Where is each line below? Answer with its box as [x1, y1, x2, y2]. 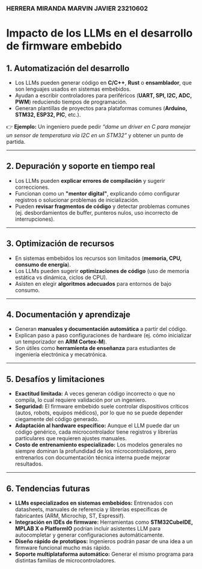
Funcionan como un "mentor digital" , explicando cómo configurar [14, 189, 180, 197]
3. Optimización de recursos [6, 239, 114, 249]
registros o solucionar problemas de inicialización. [14, 196, 139, 203]
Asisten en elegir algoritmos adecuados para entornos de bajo [14, 280, 172, 287]
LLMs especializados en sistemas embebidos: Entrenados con [14, 499, 173, 506]
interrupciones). [14, 215, 55, 223]
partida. [6, 138, 26, 145]
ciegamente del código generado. [14, 416, 99, 423]
